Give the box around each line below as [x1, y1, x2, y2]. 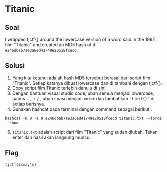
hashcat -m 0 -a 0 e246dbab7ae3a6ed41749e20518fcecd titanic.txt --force [5, 116, 162, 121]
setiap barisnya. [12, 101, 46, 107]
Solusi [5, 61, 25, 70]
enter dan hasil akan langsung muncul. [12, 134, 92, 140]
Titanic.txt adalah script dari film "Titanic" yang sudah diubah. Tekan [12, 129, 158, 135]
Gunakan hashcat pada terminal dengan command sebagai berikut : [12, 106, 152, 112]
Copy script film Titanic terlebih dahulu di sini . [12, 85, 107, 91]
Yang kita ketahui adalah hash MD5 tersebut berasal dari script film [12, 75, 151, 81]
